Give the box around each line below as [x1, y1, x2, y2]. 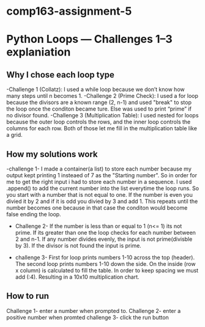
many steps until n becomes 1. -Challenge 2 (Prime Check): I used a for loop [6, 92, 199, 100]
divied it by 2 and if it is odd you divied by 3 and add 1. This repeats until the [6, 197, 198, 205]
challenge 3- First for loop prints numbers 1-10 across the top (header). [15, 254, 195, 261]
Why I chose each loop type [6, 69, 115, 80]
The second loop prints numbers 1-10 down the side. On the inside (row [15, 260, 196, 267]
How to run [6, 291, 50, 301]
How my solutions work [6, 149, 98, 160]
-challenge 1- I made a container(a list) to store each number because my [6, 165, 192, 172]
